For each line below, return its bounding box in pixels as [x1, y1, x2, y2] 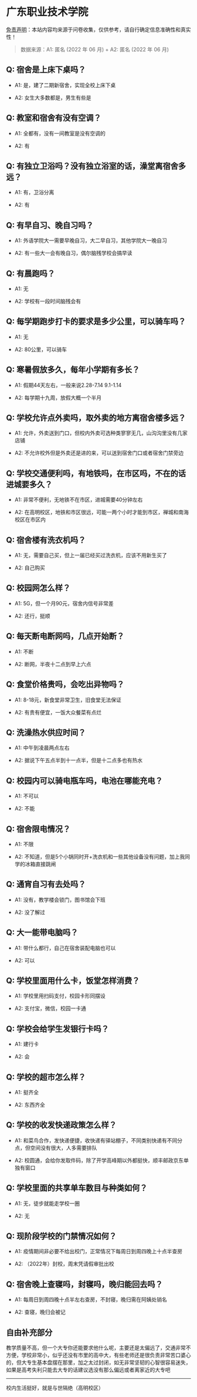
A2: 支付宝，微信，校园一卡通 [14, 1005, 86, 1012]
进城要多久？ [6, 479, 53, 489]
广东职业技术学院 [6, 5, 89, 19]
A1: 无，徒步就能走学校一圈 [14, 1200, 80, 1207]
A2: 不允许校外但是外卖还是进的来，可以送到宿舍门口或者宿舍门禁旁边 [14, 449, 184, 456]
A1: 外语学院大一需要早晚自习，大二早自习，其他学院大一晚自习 [14, 237, 167, 244]
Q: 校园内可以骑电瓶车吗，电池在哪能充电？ [6, 776, 163, 786]
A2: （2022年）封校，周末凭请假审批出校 [14, 1260, 114, 1267]
